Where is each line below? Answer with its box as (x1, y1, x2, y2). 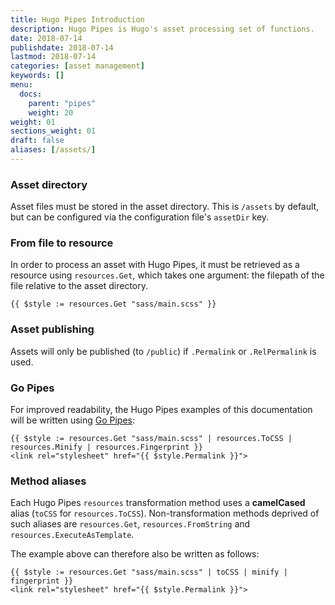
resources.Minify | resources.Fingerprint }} (10, 442, 203, 453)
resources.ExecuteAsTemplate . (10, 529, 135, 541)
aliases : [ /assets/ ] (10, 145, 97, 155)
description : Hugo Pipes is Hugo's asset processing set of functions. (10, 24, 315, 34)
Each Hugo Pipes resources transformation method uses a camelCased (10, 497, 306, 509)
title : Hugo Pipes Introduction (10, 14, 145, 25)
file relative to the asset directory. (10, 280, 149, 292)
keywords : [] (10, 71, 65, 81)
